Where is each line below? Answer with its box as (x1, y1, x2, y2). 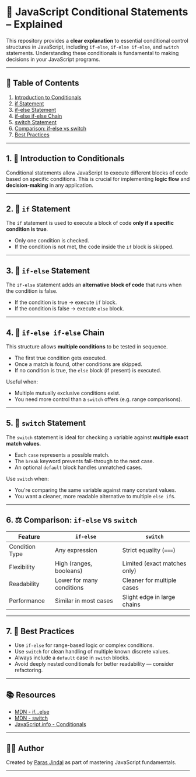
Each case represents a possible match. (14, 451, 110, 458)
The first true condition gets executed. (14, 354, 107, 361)
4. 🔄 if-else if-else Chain (6, 327, 105, 337)
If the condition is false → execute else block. (14, 305, 124, 312)
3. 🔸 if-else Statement (6, 266, 90, 276)
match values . (6, 440, 41, 447)
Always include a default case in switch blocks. (14, 654, 130, 661)
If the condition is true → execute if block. (14, 299, 117, 306)
